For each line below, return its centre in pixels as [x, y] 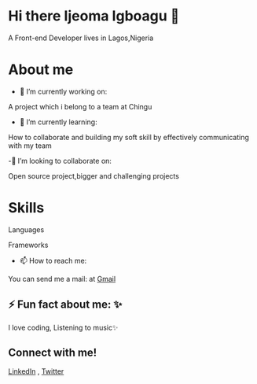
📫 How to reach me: [53, 260]
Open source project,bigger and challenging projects [94, 175]
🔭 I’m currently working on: [63, 91]
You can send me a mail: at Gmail [62, 279]
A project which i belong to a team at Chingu [80, 106]
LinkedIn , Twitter [36, 371]
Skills [26, 208]
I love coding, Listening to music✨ [63, 327]
